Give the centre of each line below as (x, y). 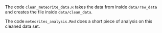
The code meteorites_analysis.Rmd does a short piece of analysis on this (79, 21)
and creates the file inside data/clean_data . (49, 12)
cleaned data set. (23, 26)
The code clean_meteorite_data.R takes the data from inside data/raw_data (81, 7)
